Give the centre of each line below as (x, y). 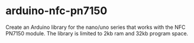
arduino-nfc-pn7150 (56, 11)
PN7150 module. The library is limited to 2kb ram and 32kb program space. (97, 33)
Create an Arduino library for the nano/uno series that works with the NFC (96, 27)
